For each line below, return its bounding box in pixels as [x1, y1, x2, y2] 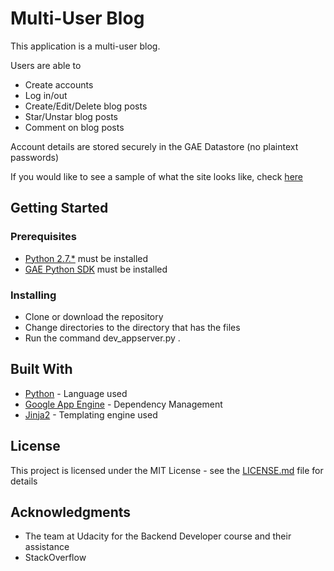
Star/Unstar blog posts [24, 110, 118, 122]
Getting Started [10, 200, 109, 217]
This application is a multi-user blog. [10, 40, 161, 52]
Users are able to [10, 59, 82, 71]
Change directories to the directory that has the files [24, 321, 241, 333]
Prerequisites [10, 230, 77, 244]
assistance [24, 541, 70, 553]
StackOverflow [24, 552, 87, 564]
